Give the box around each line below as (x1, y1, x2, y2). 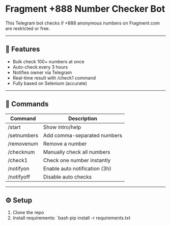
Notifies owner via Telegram (12, 69, 72, 76)
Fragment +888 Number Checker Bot (5, 3, 165, 15)
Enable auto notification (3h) (43, 165, 112, 172)
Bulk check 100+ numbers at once (12, 58, 85, 64)
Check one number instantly (43, 157, 111, 164)
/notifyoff (8, 173, 31, 180)
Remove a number (43, 140, 87, 147)
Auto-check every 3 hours (12, 64, 68, 70)
